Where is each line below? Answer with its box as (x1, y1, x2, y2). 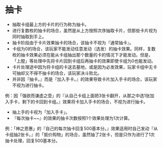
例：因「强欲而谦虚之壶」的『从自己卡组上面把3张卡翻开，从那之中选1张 (5, 92, 150, 98)
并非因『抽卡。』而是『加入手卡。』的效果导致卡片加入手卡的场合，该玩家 (12, 76, 157, 82)
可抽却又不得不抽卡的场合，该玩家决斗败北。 (12, 70, 102, 76)
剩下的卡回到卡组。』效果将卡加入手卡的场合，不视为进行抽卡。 (21, 98, 148, 105)
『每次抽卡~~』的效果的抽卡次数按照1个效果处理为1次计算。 (12, 115, 132, 121)
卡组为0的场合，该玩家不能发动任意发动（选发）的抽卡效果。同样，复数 (12, 46, 156, 52)
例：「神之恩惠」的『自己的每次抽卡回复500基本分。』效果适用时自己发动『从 (5, 125, 158, 131)
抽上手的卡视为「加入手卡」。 (12, 109, 70, 115)
